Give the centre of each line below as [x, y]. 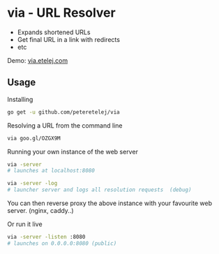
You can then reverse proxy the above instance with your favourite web [110, 203]
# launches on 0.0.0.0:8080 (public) [62, 243]
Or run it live [25, 224]
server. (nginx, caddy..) [41, 210]
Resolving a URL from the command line [65, 125]
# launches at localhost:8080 [51, 171]
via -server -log [32, 184]
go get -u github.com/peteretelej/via [63, 112]
